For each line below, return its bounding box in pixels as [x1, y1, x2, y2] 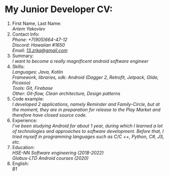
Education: [12, 144, 35, 150]
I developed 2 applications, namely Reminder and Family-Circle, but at [12, 101, 160, 107]
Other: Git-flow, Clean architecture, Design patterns [12, 90, 120, 96]
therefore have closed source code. [12, 112, 87, 118]
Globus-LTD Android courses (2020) [12, 155, 89, 161]
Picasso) [12, 80, 31, 86]
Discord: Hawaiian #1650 [12, 42, 65, 48]
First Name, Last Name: [12, 20, 61, 26]
